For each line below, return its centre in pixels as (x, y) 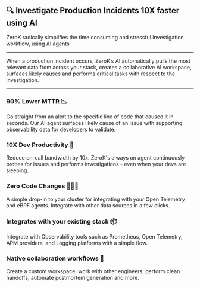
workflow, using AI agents (38, 44)
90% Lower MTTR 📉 (37, 101)
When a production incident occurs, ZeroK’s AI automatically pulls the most (98, 61)
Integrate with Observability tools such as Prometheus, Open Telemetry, (94, 236)
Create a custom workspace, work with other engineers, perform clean (93, 271)
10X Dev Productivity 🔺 (40, 145)
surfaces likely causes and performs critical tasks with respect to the (91, 74)
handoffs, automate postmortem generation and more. (73, 278)
